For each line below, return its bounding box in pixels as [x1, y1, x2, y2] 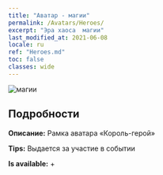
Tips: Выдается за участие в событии [8, 143, 136, 153]
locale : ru [8, 41, 44, 49]
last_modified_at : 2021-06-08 [8, 33, 108, 42]
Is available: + [8, 158, 55, 168]
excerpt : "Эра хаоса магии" [8, 26, 104, 34]
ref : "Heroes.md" [8, 48, 66, 56]
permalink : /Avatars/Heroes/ [8, 19, 104, 27]
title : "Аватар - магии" [8, 11, 90, 20]
